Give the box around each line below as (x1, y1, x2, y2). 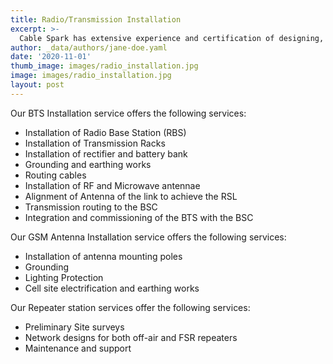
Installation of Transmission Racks (24, 137, 166, 149)
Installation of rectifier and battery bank (24, 147, 188, 160)
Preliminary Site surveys (24, 321, 125, 333)
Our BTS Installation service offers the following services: (10, 107, 247, 119)
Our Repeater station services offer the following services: (10, 301, 251, 313)
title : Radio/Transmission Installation (10, 14, 182, 25)
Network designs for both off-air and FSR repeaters (24, 331, 238, 343)
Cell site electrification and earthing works (24, 282, 200, 294)
